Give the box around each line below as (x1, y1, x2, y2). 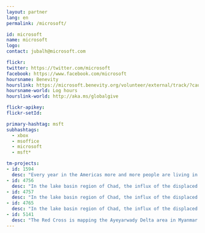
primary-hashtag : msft (6, 121, 64, 127)
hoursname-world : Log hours (6, 88, 78, 94)
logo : (6, 43, 20, 49)
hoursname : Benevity (6, 76, 59, 82)
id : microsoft (6, 31, 43, 37)
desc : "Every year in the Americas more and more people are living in (12, 171, 198, 177)
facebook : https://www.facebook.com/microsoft (6, 71, 127, 77)
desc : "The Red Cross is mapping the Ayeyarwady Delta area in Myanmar (12, 217, 198, 223)
